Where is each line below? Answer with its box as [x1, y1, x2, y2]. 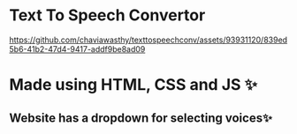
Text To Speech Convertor [9, 5, 206, 26]
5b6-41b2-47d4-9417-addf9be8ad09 [9, 43, 146, 54]
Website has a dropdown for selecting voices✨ [9, 110, 272, 125]
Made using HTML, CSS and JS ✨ [9, 75, 258, 95]
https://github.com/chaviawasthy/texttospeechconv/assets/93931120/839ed [9, 34, 288, 45]
